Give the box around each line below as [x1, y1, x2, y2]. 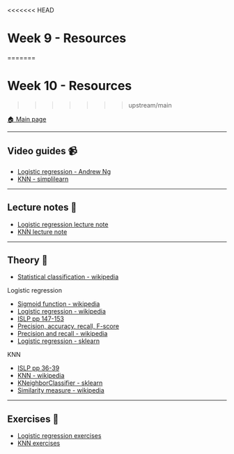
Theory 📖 [7, 254, 48, 266]
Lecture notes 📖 [7, 202, 77, 214]
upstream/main [128, 101, 172, 109]
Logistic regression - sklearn [17, 337, 100, 345]
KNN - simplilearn [17, 175, 69, 183]
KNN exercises [17, 439, 61, 448]
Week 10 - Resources [7, 78, 132, 94]
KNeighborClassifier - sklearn [17, 379, 103, 387]
